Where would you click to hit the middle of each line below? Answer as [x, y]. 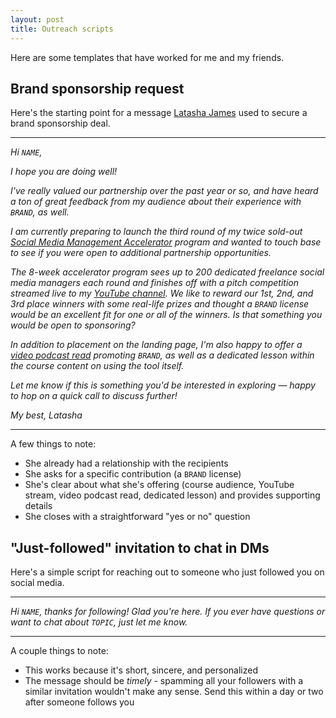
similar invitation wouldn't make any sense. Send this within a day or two [174, 692]
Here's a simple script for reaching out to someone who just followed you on [167, 572]
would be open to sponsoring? [73, 325]
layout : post [37, 19]
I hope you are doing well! [64, 172]
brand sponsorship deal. [60, 123]
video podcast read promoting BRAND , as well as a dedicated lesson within [162, 355]
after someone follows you [79, 702]
